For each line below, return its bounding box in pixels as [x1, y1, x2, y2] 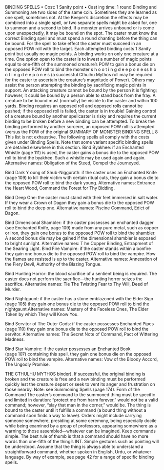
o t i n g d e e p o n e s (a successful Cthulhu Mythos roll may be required [5, 72, 153, 77]
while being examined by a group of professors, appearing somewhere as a [5, 423, 157, 428]
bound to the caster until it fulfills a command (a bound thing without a [5, 407, 146, 413]
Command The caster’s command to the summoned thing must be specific [5, 392, 155, 398]
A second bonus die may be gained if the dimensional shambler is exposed [5, 235, 156, 241]
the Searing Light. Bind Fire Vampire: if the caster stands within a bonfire [5, 246, 151, 251]
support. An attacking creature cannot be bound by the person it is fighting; [5, 88, 157, 93]
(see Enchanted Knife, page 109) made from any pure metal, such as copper [5, 225, 159, 230]
